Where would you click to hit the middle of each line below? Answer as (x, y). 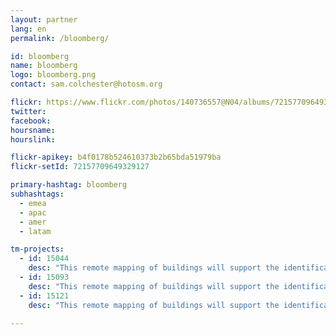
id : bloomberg (40, 56)
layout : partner (44, 19)
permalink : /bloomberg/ (60, 38)
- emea (33, 203)
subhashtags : (37, 194)
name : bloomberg (44, 66)
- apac (33, 212)
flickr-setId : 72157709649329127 (80, 167)
